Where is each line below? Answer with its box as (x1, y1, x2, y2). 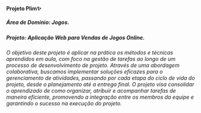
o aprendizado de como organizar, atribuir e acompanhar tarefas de (6, 87, 176, 94)
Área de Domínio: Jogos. (6, 19, 70, 26)
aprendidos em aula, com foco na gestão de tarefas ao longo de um (6, 55, 176, 62)
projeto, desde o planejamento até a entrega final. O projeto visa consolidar (6, 81, 194, 88)
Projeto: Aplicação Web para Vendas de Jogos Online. (6, 33, 145, 41)
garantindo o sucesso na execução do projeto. (6, 99, 122, 107)
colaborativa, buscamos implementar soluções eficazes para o (6, 68, 163, 75)
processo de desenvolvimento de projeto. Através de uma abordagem (6, 62, 180, 69)
